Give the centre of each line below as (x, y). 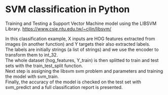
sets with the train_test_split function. (44, 66)
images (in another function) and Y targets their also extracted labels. (78, 44)
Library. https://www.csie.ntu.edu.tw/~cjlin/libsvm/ (58, 28)
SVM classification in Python (68, 9)
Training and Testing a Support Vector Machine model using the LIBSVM (81, 23)
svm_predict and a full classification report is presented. (64, 87)
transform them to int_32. (32, 55)
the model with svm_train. (32, 76)
